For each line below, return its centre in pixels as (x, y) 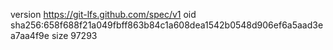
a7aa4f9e (30, 35)
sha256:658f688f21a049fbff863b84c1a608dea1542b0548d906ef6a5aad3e (167, 25)
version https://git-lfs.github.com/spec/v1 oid (103, 14)
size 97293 (74, 35)
